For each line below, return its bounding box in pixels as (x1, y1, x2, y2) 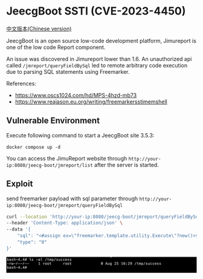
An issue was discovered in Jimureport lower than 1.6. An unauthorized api (6, 55, 192, 62)
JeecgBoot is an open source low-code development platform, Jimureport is (6, 37, 196, 44)
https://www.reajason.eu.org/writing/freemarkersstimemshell (14, 98, 167, 105)
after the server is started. (94, 161, 159, 168)
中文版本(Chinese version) (6, 25, 72, 32)
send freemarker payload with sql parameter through (6, 195, 138, 202)
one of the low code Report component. (6, 44, 106, 51)
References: (6, 80, 36, 87)
